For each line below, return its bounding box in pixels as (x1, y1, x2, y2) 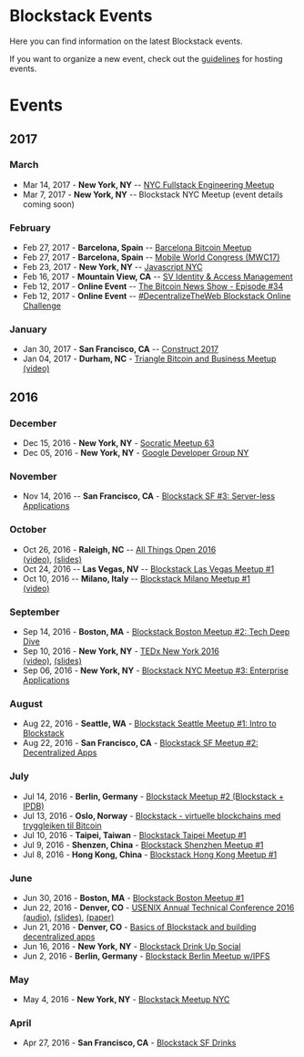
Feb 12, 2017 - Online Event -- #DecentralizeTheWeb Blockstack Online (22, 291, 291, 302)
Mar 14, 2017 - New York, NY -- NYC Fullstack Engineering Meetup (22, 179, 275, 190)
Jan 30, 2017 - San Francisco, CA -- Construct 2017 (22, 344, 219, 355)
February (9, 221, 52, 233)
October (9, 523, 47, 536)
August (9, 697, 44, 710)
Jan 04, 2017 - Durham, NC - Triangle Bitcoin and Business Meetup (22, 353, 277, 365)
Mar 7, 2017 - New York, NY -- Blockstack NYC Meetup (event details (22, 189, 284, 200)
